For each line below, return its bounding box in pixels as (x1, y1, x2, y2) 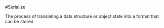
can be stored (5, 19, 34, 24)
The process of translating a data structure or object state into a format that (5, 14, 159, 19)
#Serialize (5, 4, 26, 10)
